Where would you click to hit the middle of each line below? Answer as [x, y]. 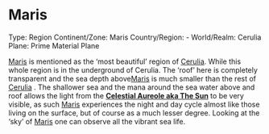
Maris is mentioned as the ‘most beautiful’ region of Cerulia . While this [125, 61]
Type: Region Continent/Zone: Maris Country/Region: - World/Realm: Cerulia [135, 37]
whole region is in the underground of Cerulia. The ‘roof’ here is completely [133, 69]
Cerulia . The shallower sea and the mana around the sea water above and [132, 87]
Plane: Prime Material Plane [54, 45]
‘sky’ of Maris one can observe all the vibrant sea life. [97, 121]
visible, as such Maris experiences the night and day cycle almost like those [134, 104]
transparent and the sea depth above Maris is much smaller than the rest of [132, 78]
